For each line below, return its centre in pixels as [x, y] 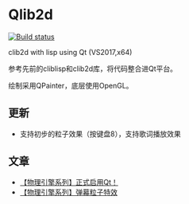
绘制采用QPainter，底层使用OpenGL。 [71, 85]
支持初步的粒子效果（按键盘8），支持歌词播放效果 [100, 134]
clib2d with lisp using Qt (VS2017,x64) [70, 52]
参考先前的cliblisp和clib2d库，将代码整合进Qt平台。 [93, 69]
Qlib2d [31, 15]
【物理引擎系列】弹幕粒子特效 [68, 192]
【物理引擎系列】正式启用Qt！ [69, 182]
